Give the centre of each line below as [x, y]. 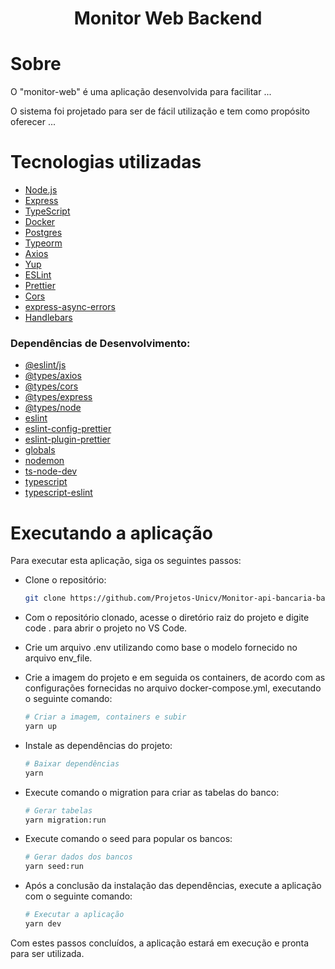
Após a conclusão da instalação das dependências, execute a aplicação [173, 886]
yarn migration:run [65, 820]
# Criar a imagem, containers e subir [105, 717]
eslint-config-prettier [68, 429]
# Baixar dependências [72, 763]
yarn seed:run [54, 867]
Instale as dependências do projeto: [98, 745]
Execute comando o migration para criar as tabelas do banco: [152, 792]
